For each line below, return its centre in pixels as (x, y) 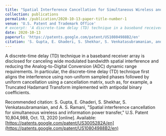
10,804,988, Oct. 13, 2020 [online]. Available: (51, 118)
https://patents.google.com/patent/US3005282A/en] (61, 123)
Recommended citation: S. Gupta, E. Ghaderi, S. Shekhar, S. (66, 102)
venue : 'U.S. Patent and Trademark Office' (51, 23)
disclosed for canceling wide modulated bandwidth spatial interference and (82, 61)
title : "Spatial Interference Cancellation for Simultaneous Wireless (79, 10)
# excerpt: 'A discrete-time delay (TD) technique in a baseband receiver (84, 28)
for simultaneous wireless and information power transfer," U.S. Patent (77, 112)
